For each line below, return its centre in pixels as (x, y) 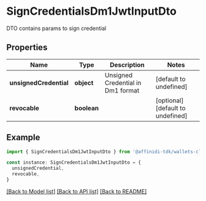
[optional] (170, 100)
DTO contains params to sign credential (56, 28)
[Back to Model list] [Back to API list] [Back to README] (77, 191)
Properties (27, 47)
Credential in (123, 83)
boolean (87, 108)
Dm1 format (122, 90)
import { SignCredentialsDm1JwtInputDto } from (68, 151)
